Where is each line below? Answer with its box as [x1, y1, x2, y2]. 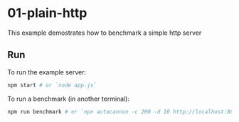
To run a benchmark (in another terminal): [7, 94, 130, 103]
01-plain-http [7, 5, 87, 21]
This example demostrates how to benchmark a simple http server [7, 28, 202, 37]
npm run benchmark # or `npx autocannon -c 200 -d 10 [7, 108, 171, 115]
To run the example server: [7, 67, 87, 76]
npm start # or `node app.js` [7, 82, 97, 89]
